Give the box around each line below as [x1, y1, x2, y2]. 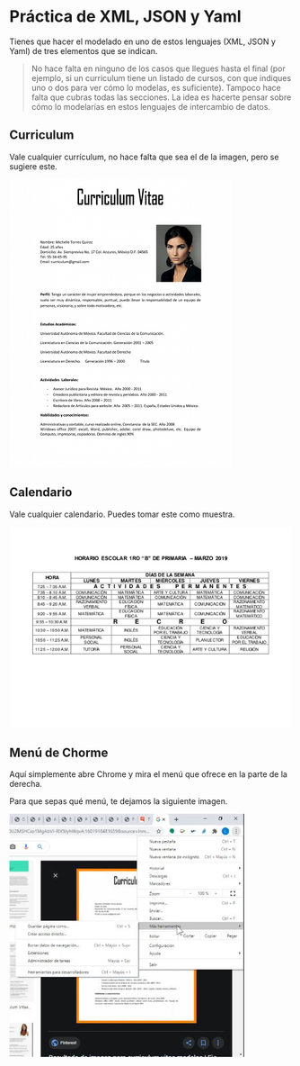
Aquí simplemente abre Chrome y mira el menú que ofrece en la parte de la [9, 769, 287, 780]
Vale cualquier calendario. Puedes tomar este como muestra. [9, 509, 235, 519]
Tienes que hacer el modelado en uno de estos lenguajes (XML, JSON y [9, 36, 277, 47]
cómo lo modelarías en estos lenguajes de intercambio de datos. [31, 101, 271, 112]
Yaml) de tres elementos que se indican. [9, 45, 158, 56]
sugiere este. [9, 160, 58, 172]
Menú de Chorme [9, 745, 109, 761]
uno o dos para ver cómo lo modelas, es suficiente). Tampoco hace [31, 82, 281, 93]
